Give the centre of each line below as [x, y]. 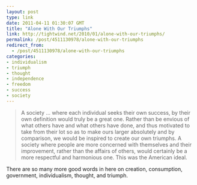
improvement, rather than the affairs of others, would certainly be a [104, 151]
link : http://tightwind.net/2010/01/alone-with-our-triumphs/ [86, 34]
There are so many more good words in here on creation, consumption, [94, 169]
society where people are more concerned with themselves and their [106, 144]
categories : [21, 56]
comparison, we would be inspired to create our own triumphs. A [101, 138]
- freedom [19, 85]
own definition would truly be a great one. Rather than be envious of [105, 119]
